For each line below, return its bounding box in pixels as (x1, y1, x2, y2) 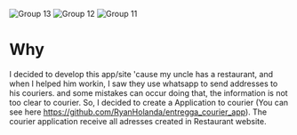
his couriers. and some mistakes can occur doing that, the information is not (9, 87, 288, 98)
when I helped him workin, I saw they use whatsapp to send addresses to (9, 78, 278, 89)
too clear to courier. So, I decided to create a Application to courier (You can (9, 97, 289, 107)
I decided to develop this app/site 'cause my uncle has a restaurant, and (9, 68, 274, 79)
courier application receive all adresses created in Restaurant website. (9, 115, 267, 126)
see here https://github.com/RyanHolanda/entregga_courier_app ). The (9, 107, 268, 117)
